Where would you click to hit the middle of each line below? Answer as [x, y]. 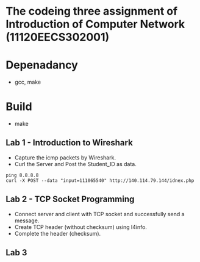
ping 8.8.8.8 [22, 175]
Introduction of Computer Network [95, 24]
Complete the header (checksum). [58, 233]
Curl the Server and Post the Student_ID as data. [75, 164]
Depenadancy [42, 65]
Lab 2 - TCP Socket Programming [70, 199]
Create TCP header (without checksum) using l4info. [81, 227]
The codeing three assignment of [92, 11]
